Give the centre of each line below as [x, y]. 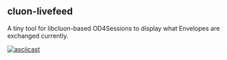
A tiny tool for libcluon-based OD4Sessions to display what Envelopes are [114, 28]
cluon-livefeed [40, 12]
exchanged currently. [38, 36]
